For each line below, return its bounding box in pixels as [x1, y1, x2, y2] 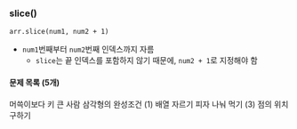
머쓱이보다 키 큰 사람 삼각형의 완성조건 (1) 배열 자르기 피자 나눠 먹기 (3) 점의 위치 [9, 99, 289, 109]
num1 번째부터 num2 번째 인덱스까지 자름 [21, 44, 155, 55]
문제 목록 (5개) [9, 77, 60, 87]
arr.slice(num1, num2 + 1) [9, 28, 109, 36]
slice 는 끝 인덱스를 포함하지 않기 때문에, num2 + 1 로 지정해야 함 [35, 55, 258, 66]
